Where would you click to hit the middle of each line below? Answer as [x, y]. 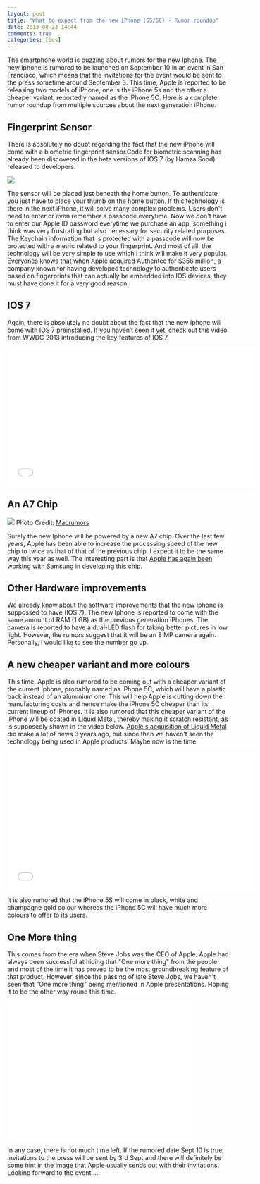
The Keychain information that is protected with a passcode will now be [111, 238]
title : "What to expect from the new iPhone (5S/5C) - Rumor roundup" [113, 20]
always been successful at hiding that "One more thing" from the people [112, 962]
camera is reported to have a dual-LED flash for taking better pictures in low [117, 627]
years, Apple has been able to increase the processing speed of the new [113, 543]
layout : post [26, 14]
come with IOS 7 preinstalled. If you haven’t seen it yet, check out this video [117, 330]
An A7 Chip [33, 505]
